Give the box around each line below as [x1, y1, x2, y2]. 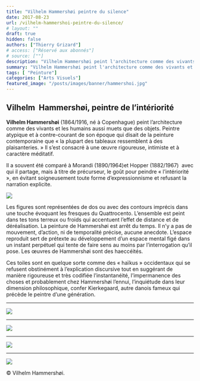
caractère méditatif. [6, 150, 55, 157]
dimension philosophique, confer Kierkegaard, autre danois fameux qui [6, 284, 180, 292]
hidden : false [6, 36, 42, 42]
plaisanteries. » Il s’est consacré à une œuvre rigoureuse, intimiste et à [6, 143, 180, 151]
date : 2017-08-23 [6, 14, 49, 20]
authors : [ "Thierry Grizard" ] [6, 42, 82, 48]
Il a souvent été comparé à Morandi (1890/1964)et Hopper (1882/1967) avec [6, 161, 194, 168]
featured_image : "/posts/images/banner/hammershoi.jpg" [6, 81, 148, 87]
